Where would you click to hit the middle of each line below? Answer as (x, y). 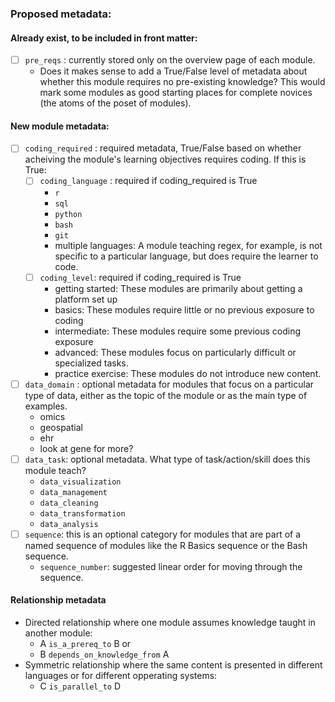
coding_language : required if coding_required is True (148, 181)
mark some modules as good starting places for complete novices (176, 93)
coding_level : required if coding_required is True (140, 277)
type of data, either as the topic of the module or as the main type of (166, 395)
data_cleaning (69, 503)
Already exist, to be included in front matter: (104, 38)
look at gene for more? (86, 448)
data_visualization (80, 482)
